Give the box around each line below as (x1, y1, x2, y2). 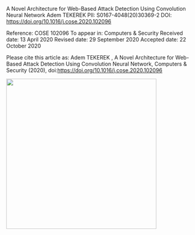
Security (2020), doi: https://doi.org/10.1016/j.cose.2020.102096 (6, 67, 163, 74)
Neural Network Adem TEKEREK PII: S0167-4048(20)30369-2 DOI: (6, 11, 172, 19)
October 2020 (6, 42, 41, 49)
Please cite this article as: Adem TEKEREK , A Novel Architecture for (6, 54, 174, 61)
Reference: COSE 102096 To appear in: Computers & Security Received (6, 29, 183, 37)
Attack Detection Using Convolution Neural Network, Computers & (23, 60, 187, 67)
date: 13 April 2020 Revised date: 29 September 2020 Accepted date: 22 (6, 36, 187, 43)
